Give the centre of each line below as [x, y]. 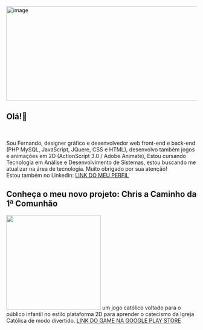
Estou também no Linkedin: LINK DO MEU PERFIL [68, 175]
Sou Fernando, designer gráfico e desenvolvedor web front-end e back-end [101, 143]
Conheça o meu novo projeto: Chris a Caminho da [101, 194]
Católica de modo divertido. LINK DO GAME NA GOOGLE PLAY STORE [94, 320]
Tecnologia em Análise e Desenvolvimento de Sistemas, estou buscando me [101, 162]
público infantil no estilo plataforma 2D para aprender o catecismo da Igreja [100, 314]
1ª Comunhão [32, 204]
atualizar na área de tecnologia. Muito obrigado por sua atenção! [87, 168]
